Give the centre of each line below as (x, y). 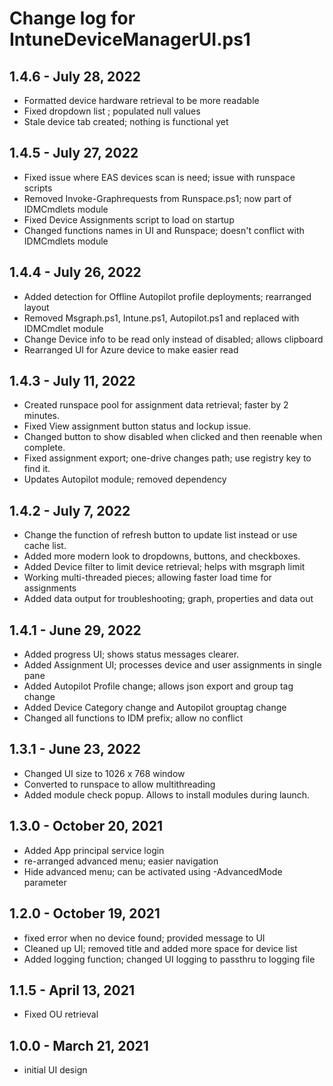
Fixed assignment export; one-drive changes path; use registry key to (167, 458)
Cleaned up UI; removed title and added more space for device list (160, 948)
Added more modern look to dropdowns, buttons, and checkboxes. (162, 556)
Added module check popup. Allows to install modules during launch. (167, 794)
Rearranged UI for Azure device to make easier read (131, 349)
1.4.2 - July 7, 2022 (70, 510)
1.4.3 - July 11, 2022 (72, 381)
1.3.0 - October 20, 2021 (86, 826)
